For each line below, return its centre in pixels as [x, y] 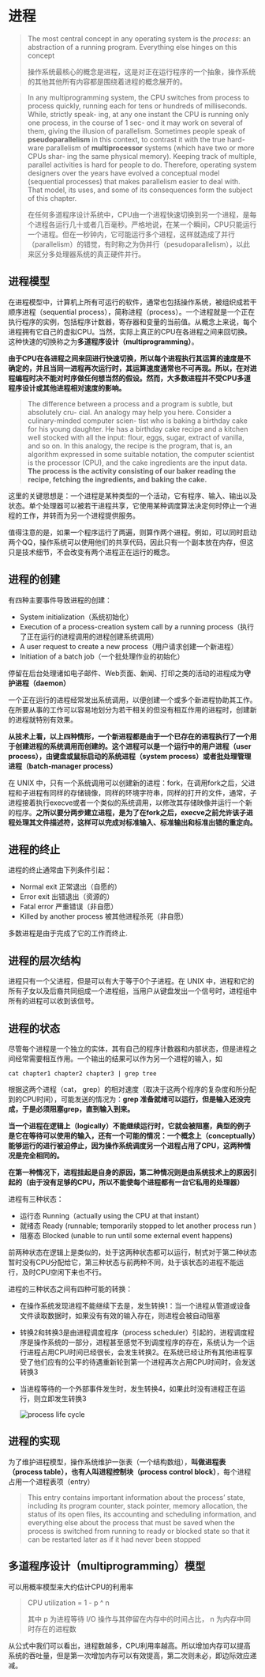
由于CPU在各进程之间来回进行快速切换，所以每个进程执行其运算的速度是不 [129, 358]
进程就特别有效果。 [46, 720]
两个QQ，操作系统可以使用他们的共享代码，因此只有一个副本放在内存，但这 [131, 542]
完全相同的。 [43, 1156]
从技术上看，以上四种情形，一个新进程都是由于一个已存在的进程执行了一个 [129, 736]
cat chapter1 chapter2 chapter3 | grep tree [82, 1074]
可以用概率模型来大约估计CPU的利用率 [71, 1587]
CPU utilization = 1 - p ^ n [69, 1603]
